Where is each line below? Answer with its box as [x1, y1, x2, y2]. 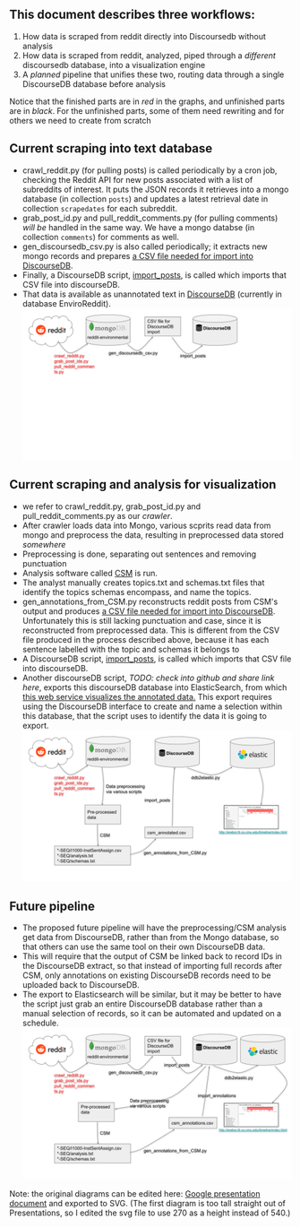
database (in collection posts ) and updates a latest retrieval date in [21, 193, 269, 204]
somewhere [21, 539, 66, 549]
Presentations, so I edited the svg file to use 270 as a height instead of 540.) [9, 1207, 291, 1218]
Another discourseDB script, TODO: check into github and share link [21, 672, 275, 683]
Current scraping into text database [9, 141, 213, 156]
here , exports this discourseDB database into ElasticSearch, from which [21, 681, 287, 693]
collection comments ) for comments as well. [21, 231, 179, 242]
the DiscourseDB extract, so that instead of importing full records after [21, 961, 283, 972]
